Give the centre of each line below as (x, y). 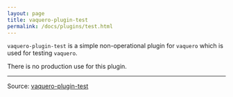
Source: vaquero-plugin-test (48, 86)
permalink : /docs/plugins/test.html (60, 26)
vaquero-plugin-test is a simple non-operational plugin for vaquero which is (115, 46)
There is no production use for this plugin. (67, 67)
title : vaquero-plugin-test (48, 20)
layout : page (26, 13)
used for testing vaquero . (42, 53)
